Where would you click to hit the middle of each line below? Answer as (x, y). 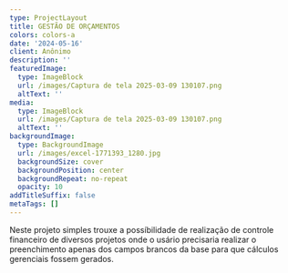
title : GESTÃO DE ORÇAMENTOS (65, 26)
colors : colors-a (42, 35)
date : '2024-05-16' (46, 43)
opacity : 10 (41, 187)
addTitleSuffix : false (52, 196)
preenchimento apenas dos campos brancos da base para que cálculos (144, 249)
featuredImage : (38, 69)
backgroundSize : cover (61, 162)
